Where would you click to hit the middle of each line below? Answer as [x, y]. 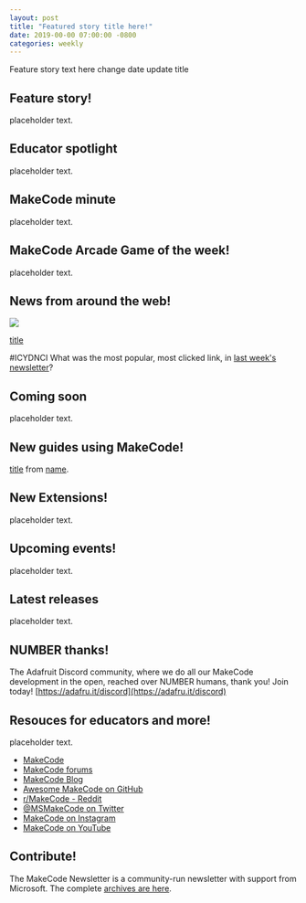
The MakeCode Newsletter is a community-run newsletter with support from [153, 878]
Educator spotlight [63, 149]
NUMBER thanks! [59, 650]
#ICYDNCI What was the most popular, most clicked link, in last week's [143, 358]
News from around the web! [90, 301]
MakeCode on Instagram [69, 818]
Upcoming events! [63, 549]
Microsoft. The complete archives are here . [90, 888]
